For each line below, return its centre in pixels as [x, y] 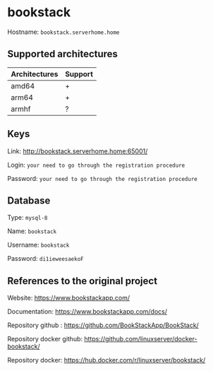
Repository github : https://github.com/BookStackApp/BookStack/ [103, 325]
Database [29, 200]
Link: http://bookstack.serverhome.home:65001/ [78, 151]
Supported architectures [63, 54]
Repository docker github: [45, 339]
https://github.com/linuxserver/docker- [141, 339]
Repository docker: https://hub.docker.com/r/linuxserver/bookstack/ [107, 360]
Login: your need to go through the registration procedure [96, 165]
